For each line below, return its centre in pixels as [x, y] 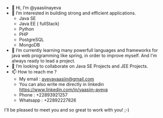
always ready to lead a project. [43, 61]
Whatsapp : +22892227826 [48, 100]
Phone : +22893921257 [43, 95]
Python [26, 29]
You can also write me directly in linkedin [61, 84]
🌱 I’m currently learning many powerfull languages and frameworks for [85, 50]
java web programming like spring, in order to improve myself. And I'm [84, 55]
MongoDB [29, 45]
